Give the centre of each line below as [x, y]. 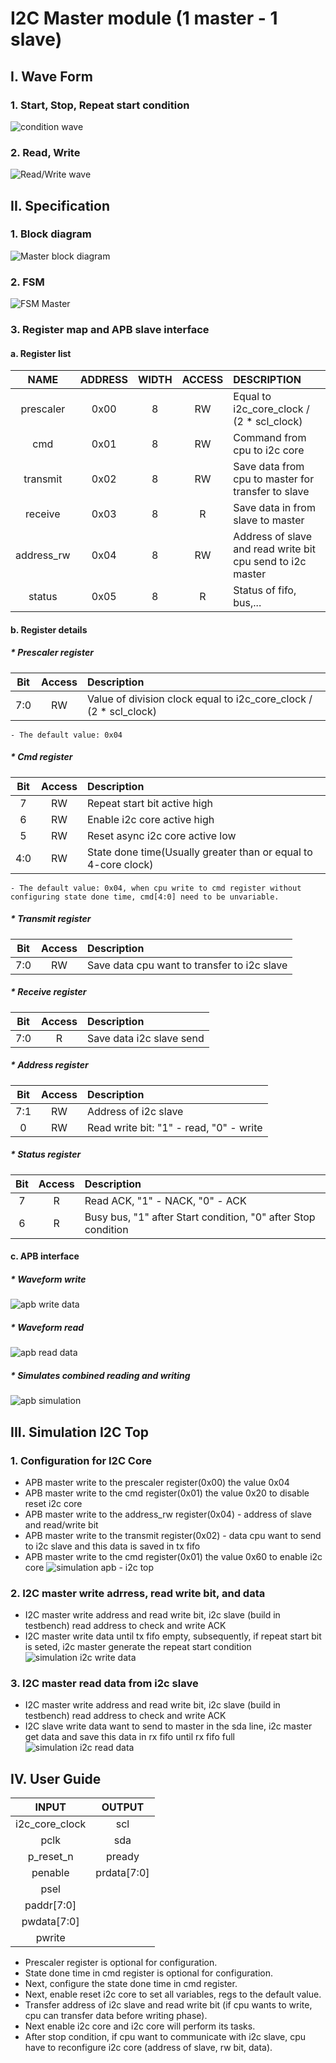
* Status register [46, 1154]
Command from [270, 438]
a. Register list [41, 353]
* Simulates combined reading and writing [100, 1375]
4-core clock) [120, 864]
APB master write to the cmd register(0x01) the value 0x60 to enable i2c [173, 1556]
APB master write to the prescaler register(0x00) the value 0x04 [157, 1482]
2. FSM [27, 282]
